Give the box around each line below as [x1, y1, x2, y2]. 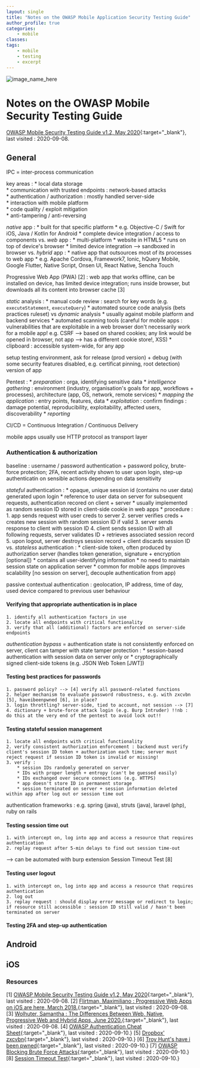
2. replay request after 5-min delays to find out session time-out [6, 846, 180, 852]
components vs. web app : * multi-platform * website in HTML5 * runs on [6, 236, 186, 243]
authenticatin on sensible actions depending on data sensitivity [6, 475, 162, 482]
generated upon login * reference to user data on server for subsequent [6, 493, 183, 500]
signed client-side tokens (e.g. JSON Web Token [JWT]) [6, 659, 144, 666]
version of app [6, 367, 42, 374]
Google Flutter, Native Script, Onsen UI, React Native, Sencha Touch [6, 262, 174, 269]
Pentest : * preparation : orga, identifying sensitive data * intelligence [6, 378, 176, 385]
